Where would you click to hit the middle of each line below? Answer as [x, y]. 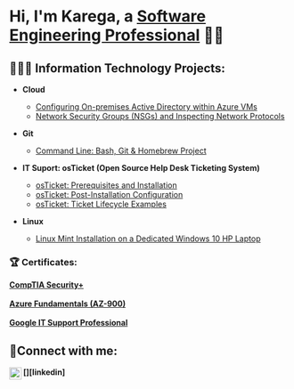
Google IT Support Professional [69, 323]
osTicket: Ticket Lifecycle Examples [101, 204]
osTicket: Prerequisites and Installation [106, 185]
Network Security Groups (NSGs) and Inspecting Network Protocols [160, 116]
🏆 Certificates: [43, 262]
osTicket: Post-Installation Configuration [109, 194]
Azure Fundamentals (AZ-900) [68, 304]
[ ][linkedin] [45, 372]
